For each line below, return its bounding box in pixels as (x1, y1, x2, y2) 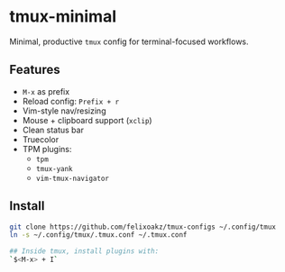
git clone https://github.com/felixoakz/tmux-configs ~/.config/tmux (9, 222, 277, 231)
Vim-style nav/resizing (22, 105, 106, 116)
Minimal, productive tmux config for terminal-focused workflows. (9, 36, 250, 47)
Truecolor (22, 133, 60, 145)
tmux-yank (35, 164, 74, 173)
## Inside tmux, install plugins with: (9, 247, 160, 256)
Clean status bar (22, 124, 84, 135)
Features (9, 62, 60, 77)
